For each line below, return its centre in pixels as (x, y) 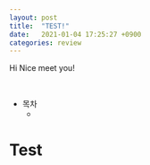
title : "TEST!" (39, 26)
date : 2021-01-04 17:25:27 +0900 (75, 34)
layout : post (33, 17)
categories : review (46, 43)
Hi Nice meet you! (42, 68)
